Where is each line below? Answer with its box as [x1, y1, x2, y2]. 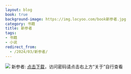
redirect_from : [5, 44, 37, 49]
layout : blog [5, 7, 32, 12]
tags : [5, 30, 16, 35]
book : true [5, 12, 28, 17]
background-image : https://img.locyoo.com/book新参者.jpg [5, 16, 126, 21]
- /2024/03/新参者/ [9, 49, 48, 54]
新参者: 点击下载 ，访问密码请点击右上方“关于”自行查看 [11, 63, 123, 69]
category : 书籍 [5, 21, 35, 26]
